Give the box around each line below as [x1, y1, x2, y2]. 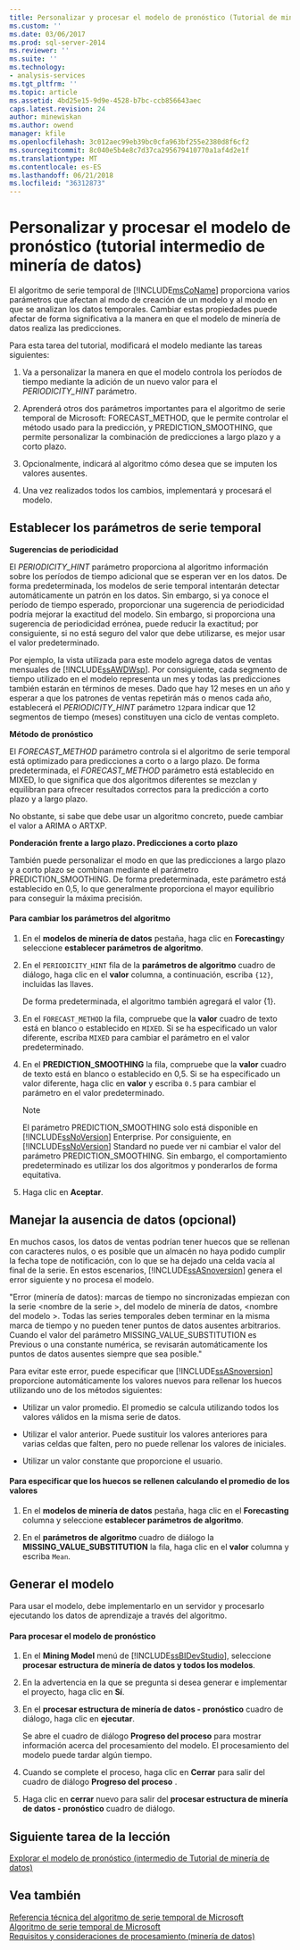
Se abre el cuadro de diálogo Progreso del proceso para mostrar [21, 1730, 262, 1741]
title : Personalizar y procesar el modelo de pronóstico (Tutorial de [9, 12, 278, 22]
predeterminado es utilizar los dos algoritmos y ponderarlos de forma [21, 1160, 279, 1171]
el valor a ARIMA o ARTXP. [9, 820, 107, 831]
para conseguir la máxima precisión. [9, 892, 143, 903]
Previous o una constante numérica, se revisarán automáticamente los [9, 1339, 268, 1349]
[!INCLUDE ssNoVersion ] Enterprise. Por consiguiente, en [21, 1132, 232, 1142]
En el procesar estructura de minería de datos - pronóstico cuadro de [21, 1704, 284, 1714]
